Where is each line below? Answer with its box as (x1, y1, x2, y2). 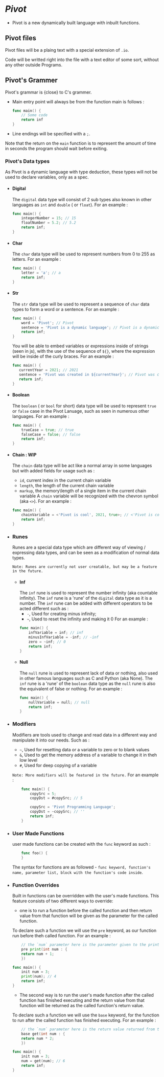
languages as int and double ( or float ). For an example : (12, 202, 128, 208)
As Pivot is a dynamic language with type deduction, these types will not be (5, 169, 158, 175)
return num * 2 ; (21, 1036, 54, 1041)
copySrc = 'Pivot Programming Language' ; (30, 804, 116, 810)
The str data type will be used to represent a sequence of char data (12, 301, 150, 307)
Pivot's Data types (5, 157, 50, 164)
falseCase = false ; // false (21, 432, 81, 437)
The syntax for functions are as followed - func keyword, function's (12, 864, 151, 870)
